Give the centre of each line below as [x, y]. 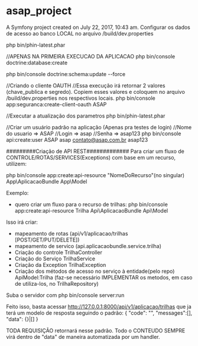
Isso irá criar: [22, 222]
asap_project [39, 11]
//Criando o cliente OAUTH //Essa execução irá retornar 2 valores [86, 85]
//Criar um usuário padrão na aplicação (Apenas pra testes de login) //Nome [99, 127]
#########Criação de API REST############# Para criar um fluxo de [95, 151]
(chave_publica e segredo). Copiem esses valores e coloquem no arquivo [95, 92]
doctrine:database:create [37, 63]
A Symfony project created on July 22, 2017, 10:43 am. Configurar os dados [98, 27]
